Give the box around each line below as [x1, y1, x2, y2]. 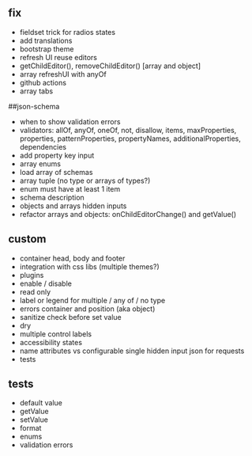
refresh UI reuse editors [19, 52, 97, 62]
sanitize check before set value [19, 312, 122, 321]
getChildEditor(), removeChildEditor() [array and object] [19, 61, 201, 70]
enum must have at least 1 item [19, 184, 121, 193]
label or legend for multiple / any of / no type [19, 295, 166, 305]
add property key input [19, 150, 95, 160]
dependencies [19, 142, 67, 151]
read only [19, 287, 51, 296]
